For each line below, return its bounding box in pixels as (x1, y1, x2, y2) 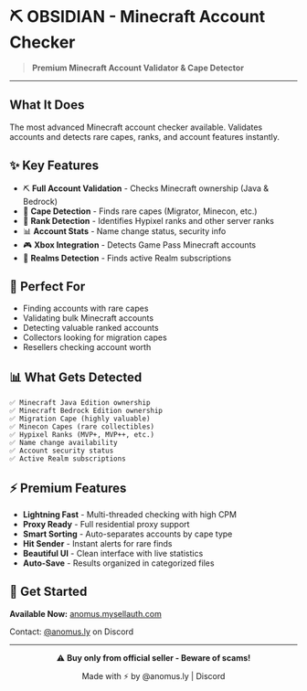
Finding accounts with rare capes (22, 303, 149, 314)
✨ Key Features (9, 158, 99, 174)
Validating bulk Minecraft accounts (22, 313, 153, 324)
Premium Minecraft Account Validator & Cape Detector (31, 62, 245, 73)
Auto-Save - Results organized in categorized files (22, 558, 215, 569)
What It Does (9, 97, 85, 113)
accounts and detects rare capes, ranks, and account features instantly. (9, 131, 281, 142)
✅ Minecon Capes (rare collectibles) (9, 422, 155, 431)
